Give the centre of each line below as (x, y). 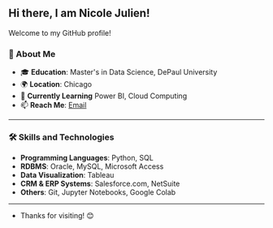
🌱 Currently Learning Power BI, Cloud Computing (104, 96)
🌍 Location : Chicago (56, 84)
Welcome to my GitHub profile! (60, 32)
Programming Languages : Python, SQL (87, 158)
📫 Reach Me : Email (53, 105)
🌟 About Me (32, 54)
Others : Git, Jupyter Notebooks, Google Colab (98, 192)
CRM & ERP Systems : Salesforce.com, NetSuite (100, 184)
